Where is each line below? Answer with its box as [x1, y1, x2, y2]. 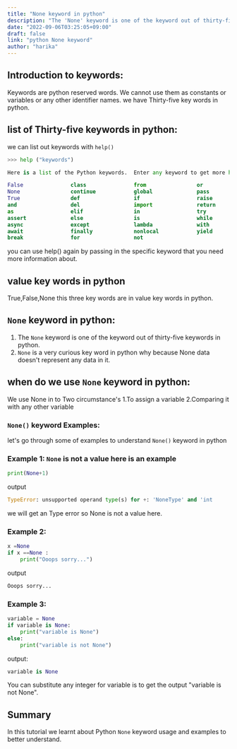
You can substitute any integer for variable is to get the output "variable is [7, 680, 221, 690]
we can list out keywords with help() [7, 142, 114, 151]
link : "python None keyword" [7, 37, 93, 44]
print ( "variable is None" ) [20, 628, 99, 635]
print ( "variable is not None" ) [20, 641, 112, 649]
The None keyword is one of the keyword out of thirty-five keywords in [17, 333, 221, 342]
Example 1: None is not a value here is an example [7, 453, 176, 463]
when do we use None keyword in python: [7, 376, 190, 388]
